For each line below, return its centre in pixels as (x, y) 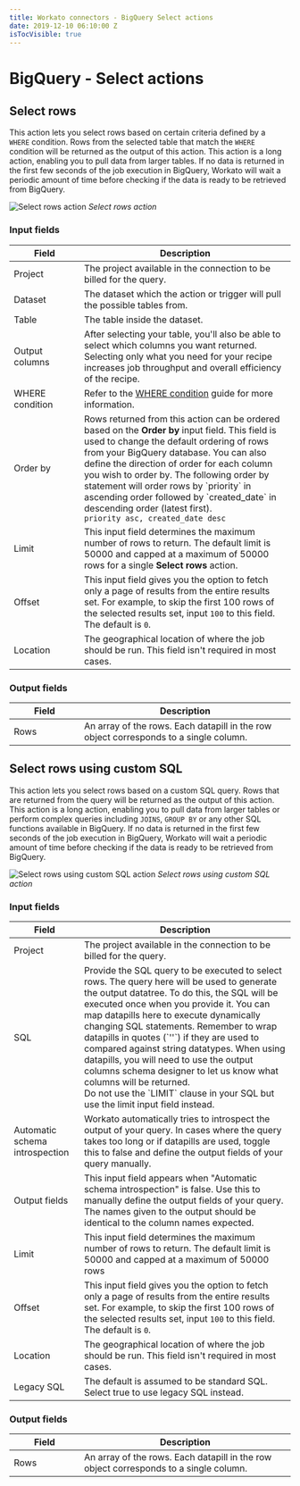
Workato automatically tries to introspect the (177, 1119)
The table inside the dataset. (144, 320)
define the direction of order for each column (179, 463)
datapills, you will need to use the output (169, 1060)
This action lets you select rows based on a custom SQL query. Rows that (144, 790)
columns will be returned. (137, 1082)
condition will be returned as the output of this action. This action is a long (146, 152)
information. (110, 405)
